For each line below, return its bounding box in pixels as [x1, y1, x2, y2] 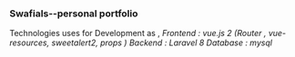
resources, [9, 37, 50, 48]
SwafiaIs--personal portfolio [9, 7, 138, 20]
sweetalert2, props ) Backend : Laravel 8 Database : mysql [51, 37, 273, 48]
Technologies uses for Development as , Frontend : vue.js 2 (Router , [9, 28, 267, 39]
